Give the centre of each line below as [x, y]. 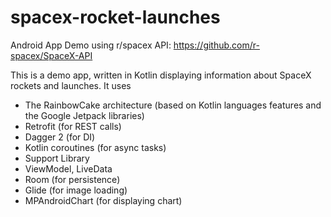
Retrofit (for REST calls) [73, 126]
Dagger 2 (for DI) [60, 137]
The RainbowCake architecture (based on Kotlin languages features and [173, 105]
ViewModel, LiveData [68, 168]
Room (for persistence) [72, 179]
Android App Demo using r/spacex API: [91, 45]
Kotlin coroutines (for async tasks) [95, 147]
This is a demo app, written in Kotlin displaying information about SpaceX [161, 75]
